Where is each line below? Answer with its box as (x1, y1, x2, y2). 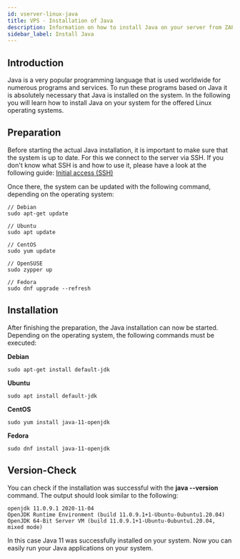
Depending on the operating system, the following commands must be (7, 331, 214, 339)
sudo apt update (7, 228, 56, 236)
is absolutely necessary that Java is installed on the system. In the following (7, 91, 231, 100)
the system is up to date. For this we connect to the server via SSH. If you (7, 153, 224, 161)
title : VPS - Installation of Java (7, 17, 114, 24)
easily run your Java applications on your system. (7, 543, 154, 552)
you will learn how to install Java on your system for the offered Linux (7, 99, 212, 107)
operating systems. (7, 106, 64, 115)
